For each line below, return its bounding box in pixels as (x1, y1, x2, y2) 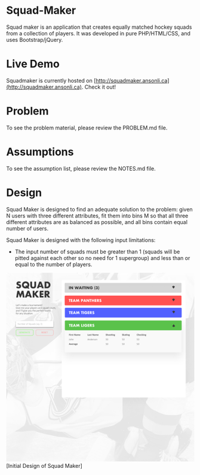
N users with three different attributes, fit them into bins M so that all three (6, 212, 189, 219)
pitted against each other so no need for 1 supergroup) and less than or (14, 254, 190, 261)
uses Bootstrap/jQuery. (6, 36, 63, 43)
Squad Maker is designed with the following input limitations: (6, 236, 156, 243)
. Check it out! (81, 83, 116, 90)
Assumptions (6, 145, 74, 159)
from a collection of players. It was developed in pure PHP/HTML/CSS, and (6, 29, 191, 37)
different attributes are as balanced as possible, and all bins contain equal (6, 218, 188, 225)
